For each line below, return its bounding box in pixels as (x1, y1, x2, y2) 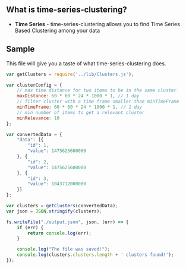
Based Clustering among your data (14, 27, 100, 34)
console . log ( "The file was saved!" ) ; (17, 246, 111, 252)
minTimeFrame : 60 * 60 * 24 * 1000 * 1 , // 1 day (17, 104, 143, 110)
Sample (6, 44, 35, 54)
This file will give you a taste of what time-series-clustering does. (6, 59, 166, 67)
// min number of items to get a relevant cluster (17, 109, 145, 115)
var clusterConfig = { (6, 82, 62, 88)
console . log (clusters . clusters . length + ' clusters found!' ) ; (17, 252, 174, 258)
